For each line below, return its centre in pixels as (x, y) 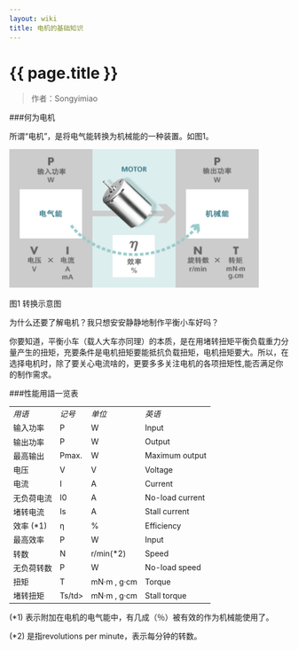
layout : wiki (33, 19)
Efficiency (163, 525)
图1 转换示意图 (35, 304)
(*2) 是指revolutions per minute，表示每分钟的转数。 (106, 636)
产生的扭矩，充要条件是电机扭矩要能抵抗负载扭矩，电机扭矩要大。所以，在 (153, 352)
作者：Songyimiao (64, 98)
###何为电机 (32, 117)
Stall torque (166, 595)
